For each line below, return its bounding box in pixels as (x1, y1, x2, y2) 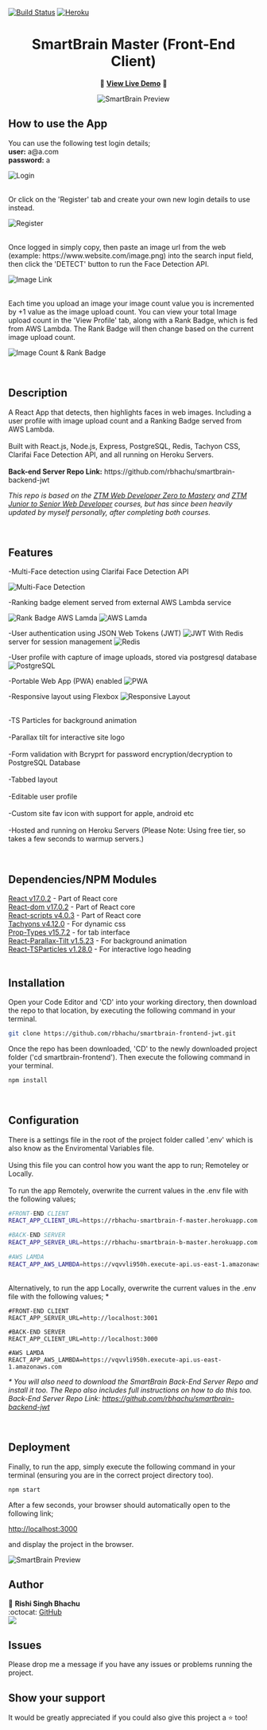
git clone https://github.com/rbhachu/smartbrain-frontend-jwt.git (8, 1029, 237, 1037)
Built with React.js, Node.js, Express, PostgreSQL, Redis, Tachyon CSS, (8, 441, 241, 451)
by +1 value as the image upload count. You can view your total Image (8, 307, 238, 316)
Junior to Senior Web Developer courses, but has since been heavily (8, 498, 233, 509)
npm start (8, 1486, 41, 1494)
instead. (8, 203, 35, 213)
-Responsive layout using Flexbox (8, 692, 119, 701)
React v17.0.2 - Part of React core (8, 894, 118, 904)
